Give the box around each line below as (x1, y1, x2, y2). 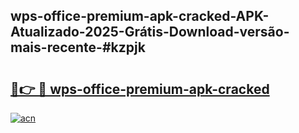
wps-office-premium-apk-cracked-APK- (10, 8, 270, 25)
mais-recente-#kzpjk (10, 39, 146, 56)
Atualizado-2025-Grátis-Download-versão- (10, 24, 290, 41)
